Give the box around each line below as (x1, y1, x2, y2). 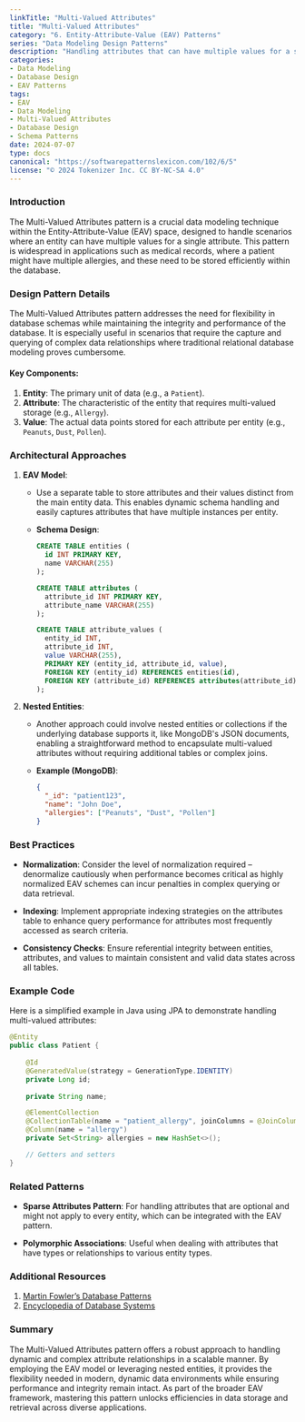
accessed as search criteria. (22, 925, 129, 936)
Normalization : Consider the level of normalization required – (22, 859, 252, 870)
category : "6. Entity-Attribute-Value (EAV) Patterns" (9, 30, 221, 39)
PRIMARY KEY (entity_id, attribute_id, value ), (44, 659, 229, 669)
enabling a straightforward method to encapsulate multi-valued (35, 738, 272, 749)
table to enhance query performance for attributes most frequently (22, 915, 272, 926)
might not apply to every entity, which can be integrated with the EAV (22, 1210, 282, 1221)
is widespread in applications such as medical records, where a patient (9, 245, 275, 256)
